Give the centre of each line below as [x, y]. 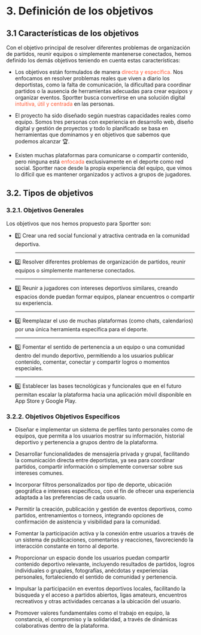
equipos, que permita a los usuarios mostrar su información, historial [100, 436]
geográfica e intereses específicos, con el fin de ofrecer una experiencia [104, 491]
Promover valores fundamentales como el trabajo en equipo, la [92, 613]
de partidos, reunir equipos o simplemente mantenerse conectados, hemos [99, 54]
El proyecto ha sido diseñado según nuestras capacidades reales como [103, 116]
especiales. [29, 368]
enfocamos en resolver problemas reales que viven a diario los [92, 78]
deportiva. [28, 244]
